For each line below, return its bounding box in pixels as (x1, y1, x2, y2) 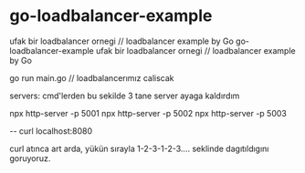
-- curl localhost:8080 (9, 125, 93, 137)
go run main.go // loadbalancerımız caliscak (9, 72, 175, 83)
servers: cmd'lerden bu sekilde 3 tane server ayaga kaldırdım (9, 90, 240, 101)
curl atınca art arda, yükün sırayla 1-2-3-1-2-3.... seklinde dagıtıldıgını (9, 143, 269, 154)
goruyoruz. (9, 152, 51, 164)
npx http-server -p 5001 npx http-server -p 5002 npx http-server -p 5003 (9, 107, 288, 118)
